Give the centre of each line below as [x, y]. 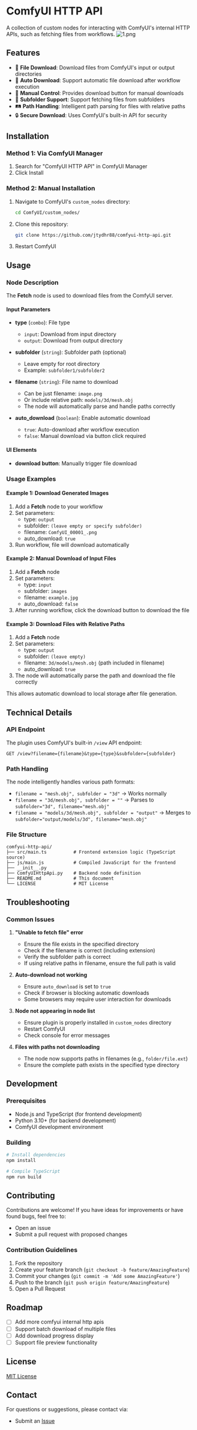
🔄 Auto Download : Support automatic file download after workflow [98, 80]
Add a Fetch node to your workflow [59, 507]
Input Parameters [29, 309]
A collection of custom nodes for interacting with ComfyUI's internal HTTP [98, 28]
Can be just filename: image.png [63, 394]
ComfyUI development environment [59, 1127]
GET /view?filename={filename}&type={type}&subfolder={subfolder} [91, 753]
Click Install [29, 173]
